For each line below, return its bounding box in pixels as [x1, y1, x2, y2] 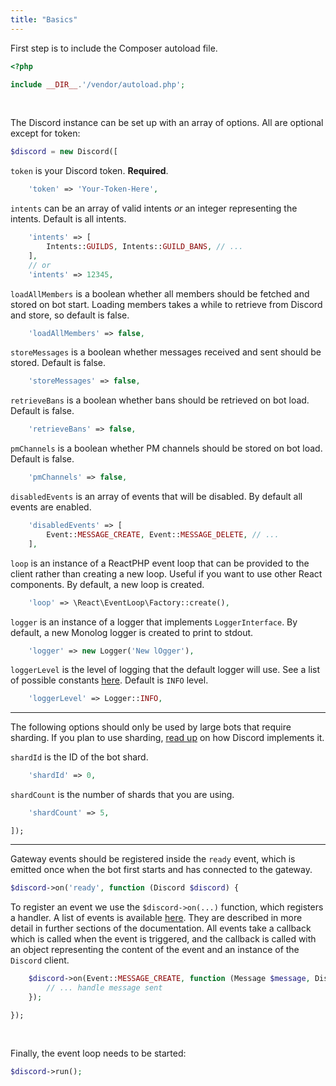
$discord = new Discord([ [10, 147, 118, 157]
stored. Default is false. [10, 357, 106, 369]
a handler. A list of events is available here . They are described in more [10, 911, 303, 923]
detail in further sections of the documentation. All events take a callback [10, 922, 312, 934]
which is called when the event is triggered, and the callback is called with [10, 932, 317, 945]
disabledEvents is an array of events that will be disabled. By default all [10, 491, 303, 502]
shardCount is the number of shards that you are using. [10, 789, 235, 801]
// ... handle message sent [46, 982, 163, 993]
